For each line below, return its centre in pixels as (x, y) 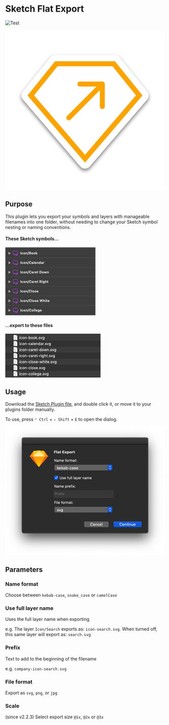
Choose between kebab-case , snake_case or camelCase (61, 595)
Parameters (24, 569)
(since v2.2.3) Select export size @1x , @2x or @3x (54, 717)
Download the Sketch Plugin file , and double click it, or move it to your (78, 404)
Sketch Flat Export (45, 9)
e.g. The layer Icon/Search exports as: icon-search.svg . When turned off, (81, 629)
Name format (22, 584)
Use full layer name (30, 608)
